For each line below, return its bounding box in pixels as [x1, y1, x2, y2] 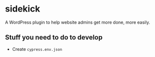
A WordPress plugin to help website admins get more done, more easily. [5, 19, 150, 25]
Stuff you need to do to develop [5, 33, 103, 42]
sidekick [5, 3, 41, 14]
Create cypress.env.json [12, 46, 63, 52]
